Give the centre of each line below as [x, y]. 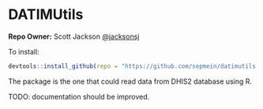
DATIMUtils [46, 15]
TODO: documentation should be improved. [79, 96]
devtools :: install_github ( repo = [63, 66]
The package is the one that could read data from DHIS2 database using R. [130, 81]
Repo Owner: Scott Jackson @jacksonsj [74, 36]
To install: [24, 51]
